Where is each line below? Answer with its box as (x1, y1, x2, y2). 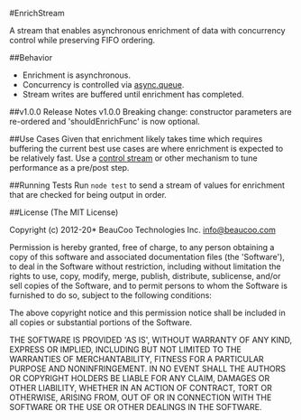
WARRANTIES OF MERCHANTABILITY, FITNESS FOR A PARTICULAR (9, 354, 264, 364)
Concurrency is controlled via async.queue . (22, 79, 185, 89)
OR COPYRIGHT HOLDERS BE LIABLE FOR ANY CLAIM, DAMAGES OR (9, 373, 270, 383)
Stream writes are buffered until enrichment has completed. (22, 89, 245, 99)
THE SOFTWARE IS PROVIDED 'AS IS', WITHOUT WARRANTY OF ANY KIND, (9, 334, 293, 345)
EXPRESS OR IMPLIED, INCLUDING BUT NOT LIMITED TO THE (9, 344, 242, 355)
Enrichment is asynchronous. (22, 70, 131, 80)
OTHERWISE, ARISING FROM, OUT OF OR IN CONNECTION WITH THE (9, 392, 272, 403)
